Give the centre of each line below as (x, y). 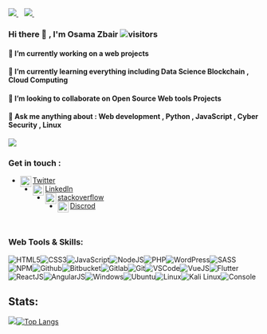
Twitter (44, 181)
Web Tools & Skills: (46, 242)
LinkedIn (59, 189)
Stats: (24, 302)
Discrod (82, 206)
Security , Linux (35, 125)
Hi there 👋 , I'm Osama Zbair (63, 34)
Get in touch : (35, 163)
